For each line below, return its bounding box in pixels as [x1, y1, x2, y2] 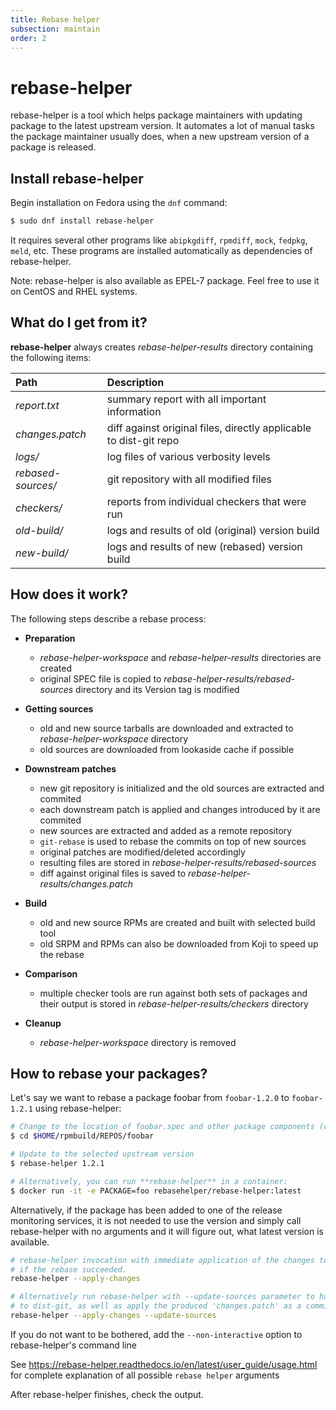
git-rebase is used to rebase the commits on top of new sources [39, 835, 307, 847]
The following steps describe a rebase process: [10, 612, 207, 625]
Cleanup [24, 1017, 62, 1029]
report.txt [15, 398, 60, 412]
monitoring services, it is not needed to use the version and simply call [10, 1214, 302, 1226]
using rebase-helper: [34, 1102, 122, 1115]
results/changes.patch [39, 877, 133, 890]
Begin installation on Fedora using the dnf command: [10, 197, 228, 209]
